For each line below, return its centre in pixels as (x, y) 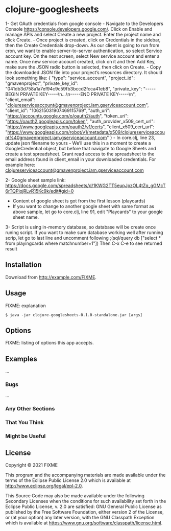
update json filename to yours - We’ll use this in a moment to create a (78, 143)
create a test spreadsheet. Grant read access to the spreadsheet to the (80, 154)
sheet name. (26, 217)
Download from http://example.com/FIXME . (51, 277)
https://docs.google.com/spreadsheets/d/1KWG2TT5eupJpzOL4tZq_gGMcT (86, 186)
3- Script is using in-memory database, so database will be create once (81, 227)
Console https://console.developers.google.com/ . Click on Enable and (79, 29)
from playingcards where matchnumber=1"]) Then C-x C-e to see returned (84, 243)
